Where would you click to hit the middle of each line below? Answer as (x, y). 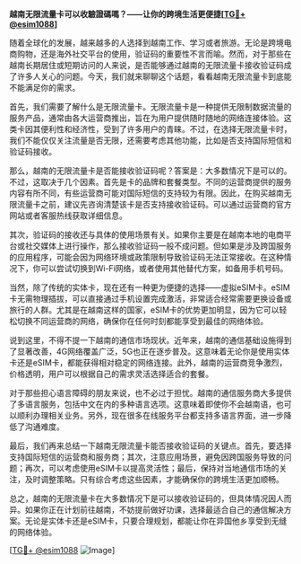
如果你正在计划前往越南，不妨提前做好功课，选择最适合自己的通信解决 (154, 510)
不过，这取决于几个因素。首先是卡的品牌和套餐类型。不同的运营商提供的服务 (150, 182)
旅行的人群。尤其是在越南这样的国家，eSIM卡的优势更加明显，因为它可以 (144, 310)
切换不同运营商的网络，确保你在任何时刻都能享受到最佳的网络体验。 (142, 321)
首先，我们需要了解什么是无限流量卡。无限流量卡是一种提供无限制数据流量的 (150, 106)
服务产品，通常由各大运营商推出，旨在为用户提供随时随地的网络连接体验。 (146, 118)
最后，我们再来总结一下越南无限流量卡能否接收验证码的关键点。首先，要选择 (150, 445)
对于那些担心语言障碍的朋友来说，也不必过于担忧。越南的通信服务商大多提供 (150, 393)
